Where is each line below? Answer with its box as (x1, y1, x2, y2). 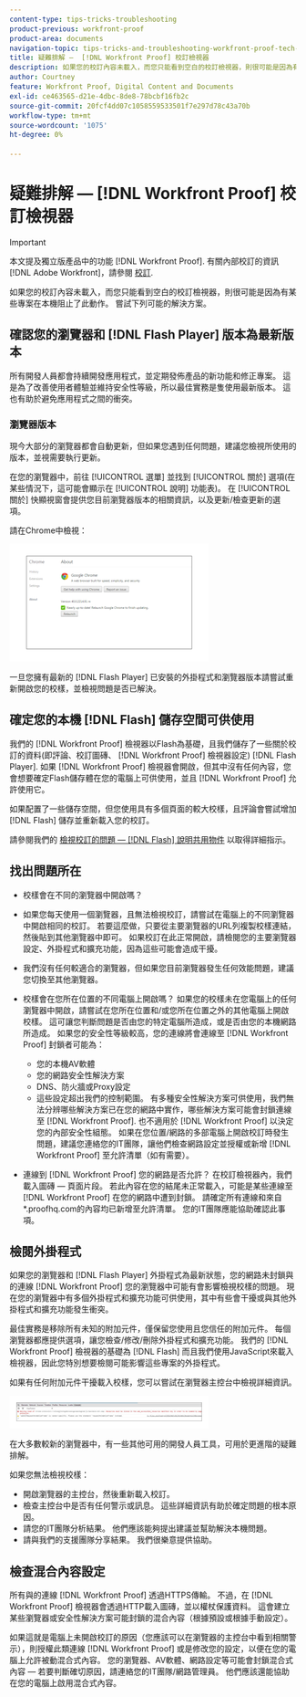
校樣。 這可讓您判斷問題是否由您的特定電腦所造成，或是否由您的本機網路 (22, 1016, 297, 1027)
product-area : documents (9, 34, 104, 43)
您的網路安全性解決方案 (36, 1069, 125, 1081)
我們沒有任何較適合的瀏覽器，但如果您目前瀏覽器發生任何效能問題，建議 (22, 962, 294, 973)
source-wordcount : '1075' (9, 120, 107, 130)
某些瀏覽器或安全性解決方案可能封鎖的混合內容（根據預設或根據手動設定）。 (9, 1612, 293, 1624)
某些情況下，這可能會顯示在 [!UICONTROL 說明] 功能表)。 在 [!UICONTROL (9, 483, 291, 494)
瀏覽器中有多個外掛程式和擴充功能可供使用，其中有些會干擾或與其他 (33, 1293, 289, 1304)
